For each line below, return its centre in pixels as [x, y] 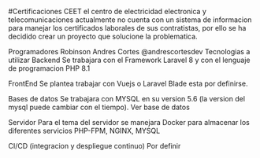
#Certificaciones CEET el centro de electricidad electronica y [108, 11]
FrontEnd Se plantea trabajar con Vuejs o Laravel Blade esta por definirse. [128, 83]
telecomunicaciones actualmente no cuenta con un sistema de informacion [130, 20]
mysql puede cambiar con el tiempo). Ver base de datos [99, 107]
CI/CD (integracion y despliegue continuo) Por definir [95, 146]
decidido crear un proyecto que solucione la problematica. [103, 36]
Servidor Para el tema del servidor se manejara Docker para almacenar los [129, 122]
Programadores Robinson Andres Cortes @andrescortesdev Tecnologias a [129, 51]
